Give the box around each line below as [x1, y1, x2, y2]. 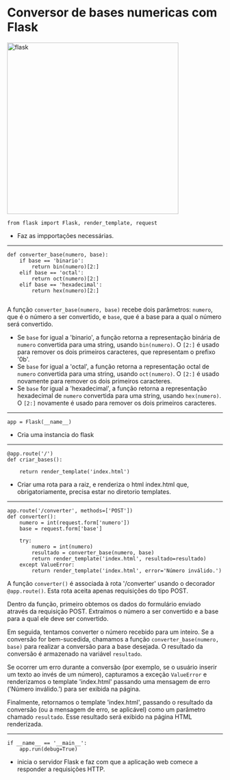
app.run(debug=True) [19, 746, 78, 753]
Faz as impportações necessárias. [16, 231, 114, 239]
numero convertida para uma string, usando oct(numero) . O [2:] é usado [16, 369, 220, 378]
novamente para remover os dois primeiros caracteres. [16, 377, 172, 385]
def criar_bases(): [7, 456, 63, 463]
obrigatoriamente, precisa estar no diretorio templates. [16, 487, 171, 495]
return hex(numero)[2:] [31, 287, 99, 294]
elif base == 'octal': [19, 269, 84, 276]
